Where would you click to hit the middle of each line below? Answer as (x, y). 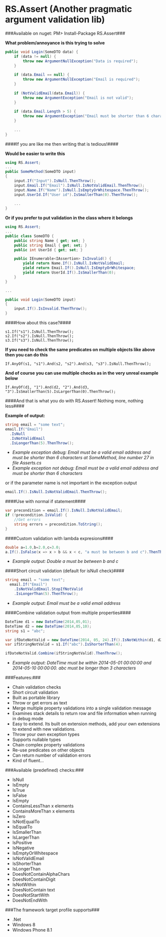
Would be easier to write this (35, 154)
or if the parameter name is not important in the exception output (71, 483)
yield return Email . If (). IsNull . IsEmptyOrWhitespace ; (79, 268)
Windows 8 (24, 925)
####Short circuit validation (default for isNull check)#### (65, 571)
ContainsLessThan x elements (43, 806)
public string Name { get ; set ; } (49, 240)
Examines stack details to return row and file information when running (84, 713)
